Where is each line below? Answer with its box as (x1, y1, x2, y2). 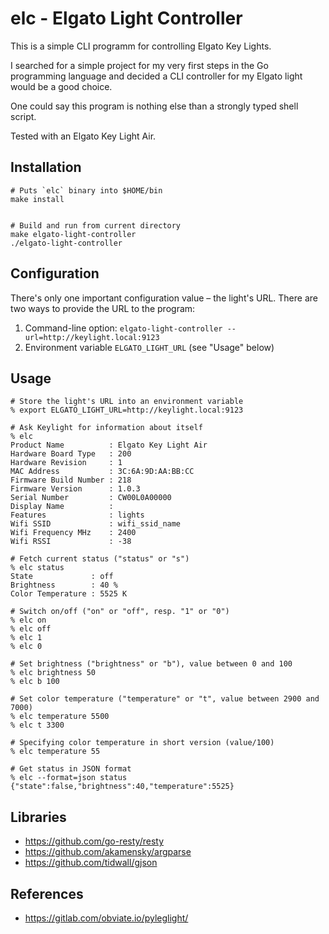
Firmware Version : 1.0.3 (10, 484, 141, 494)
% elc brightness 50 (10, 668, 97, 678)
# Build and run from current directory (10, 220, 182, 231)
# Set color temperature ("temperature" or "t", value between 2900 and (10, 694, 320, 704)
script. (10, 110, 37, 122)
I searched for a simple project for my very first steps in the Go (10, 59, 269, 71)
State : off (10, 572, 114, 582)
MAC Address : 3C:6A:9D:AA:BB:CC (10, 467, 195, 477)
